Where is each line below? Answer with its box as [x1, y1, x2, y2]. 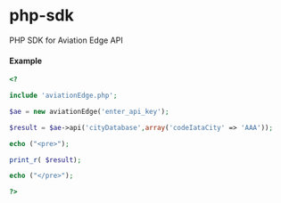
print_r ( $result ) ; [9, 155, 82, 165]
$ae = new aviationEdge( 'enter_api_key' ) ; [9, 107, 169, 116]
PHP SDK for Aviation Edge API [9, 35, 123, 45]
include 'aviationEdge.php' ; [9, 91, 118, 101]
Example [9, 55, 43, 66]
